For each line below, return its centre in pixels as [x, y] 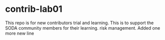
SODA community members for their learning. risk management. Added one [83, 28]
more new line [20, 33]
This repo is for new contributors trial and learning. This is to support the [80, 23]
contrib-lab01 [34, 9]
